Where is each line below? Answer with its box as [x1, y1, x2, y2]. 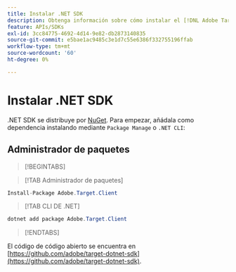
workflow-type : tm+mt [7, 43, 71, 50]
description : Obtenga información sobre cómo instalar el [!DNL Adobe [7, 17, 218, 24]
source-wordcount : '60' [7, 50, 77, 57]
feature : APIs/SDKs [7, 23, 65, 30]
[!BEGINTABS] [24, 162, 66, 171]
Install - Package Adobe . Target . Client [7, 189, 118, 197]
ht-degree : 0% [7, 56, 49, 63]
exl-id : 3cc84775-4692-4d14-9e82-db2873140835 [7, 30, 146, 37]
